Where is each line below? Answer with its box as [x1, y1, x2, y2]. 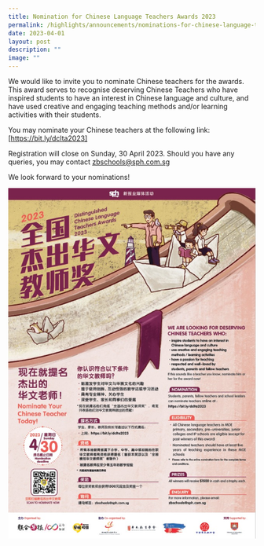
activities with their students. [8, 110, 101, 119]
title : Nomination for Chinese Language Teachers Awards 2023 [8, 13, 216, 20]
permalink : [8, 20, 44, 29]
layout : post [8, 38, 51, 46]
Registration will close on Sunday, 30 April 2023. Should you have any [8, 149, 235, 158]
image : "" [8, 54, 41, 62]
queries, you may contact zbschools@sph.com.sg [8, 157, 170, 167]
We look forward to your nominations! [8, 173, 130, 181]
